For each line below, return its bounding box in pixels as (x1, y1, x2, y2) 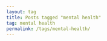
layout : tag (6, 8, 36, 15)
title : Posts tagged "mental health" (6, 14, 102, 20)
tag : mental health (6, 20, 56, 26)
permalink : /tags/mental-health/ (6, 25, 91, 32)
